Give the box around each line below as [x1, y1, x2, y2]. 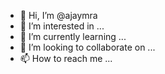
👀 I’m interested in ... [19, 20, 105, 32]
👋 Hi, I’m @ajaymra [19, 10, 98, 21]
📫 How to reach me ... [19, 53, 113, 64]
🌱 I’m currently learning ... [19, 31, 127, 42]
